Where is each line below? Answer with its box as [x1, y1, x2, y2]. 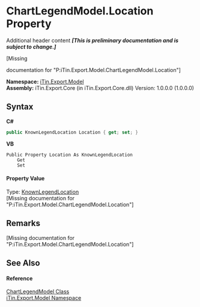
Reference [6, 275, 33, 282]
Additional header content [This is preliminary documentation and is [6, 37, 179, 44]
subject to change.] [6, 43, 56, 50]
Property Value [6, 175, 45, 182]
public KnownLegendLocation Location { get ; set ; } [6, 129, 138, 136]
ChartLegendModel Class [6, 288, 70, 295]
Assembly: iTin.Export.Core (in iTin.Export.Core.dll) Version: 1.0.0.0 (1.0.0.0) [6, 84, 194, 91]
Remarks [6, 218, 41, 228]
